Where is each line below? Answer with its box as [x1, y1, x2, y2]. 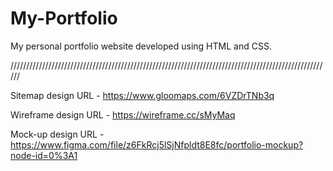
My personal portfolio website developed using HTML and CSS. [10, 40, 272, 52]
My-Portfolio [10, 7, 118, 30]
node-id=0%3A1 [10, 149, 78, 161]
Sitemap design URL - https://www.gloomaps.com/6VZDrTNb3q [10, 89, 275, 101]
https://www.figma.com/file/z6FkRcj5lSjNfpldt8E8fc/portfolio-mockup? [10, 138, 304, 151]
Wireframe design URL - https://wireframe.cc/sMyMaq [10, 108, 236, 121]
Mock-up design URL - [10, 128, 105, 140]
